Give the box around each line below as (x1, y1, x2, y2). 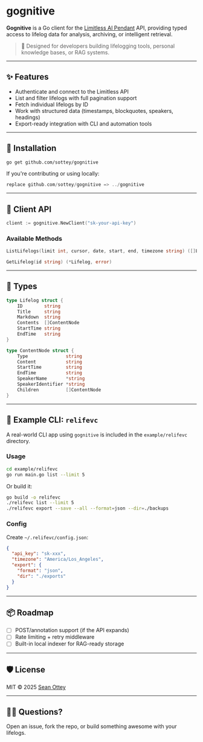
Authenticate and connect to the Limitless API (14, 88, 129, 95)
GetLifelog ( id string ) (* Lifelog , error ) (6, 259, 112, 265)
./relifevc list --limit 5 (6, 500, 74, 506)
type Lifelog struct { (6, 297, 63, 303)
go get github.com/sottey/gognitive (6, 159, 98, 165)
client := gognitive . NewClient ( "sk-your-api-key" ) (6, 220, 137, 226)
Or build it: (6, 482, 33, 490)
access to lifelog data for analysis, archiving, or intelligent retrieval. (6, 30, 173, 37)
